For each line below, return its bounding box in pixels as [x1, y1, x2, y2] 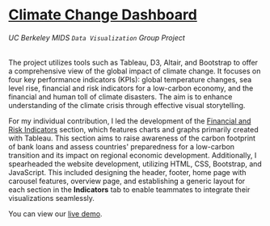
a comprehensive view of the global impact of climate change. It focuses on [8, 66, 261, 76]
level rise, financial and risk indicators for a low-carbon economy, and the [8, 83, 254, 94]
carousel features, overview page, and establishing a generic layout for [8, 176, 246, 186]
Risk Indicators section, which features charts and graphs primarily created [8, 125, 259, 135]
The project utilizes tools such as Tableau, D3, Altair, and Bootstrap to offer [8, 58, 259, 68]
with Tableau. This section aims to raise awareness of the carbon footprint [8, 133, 256, 143]
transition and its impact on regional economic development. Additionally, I [8, 151, 257, 161]
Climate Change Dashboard [8, 6, 198, 24]
